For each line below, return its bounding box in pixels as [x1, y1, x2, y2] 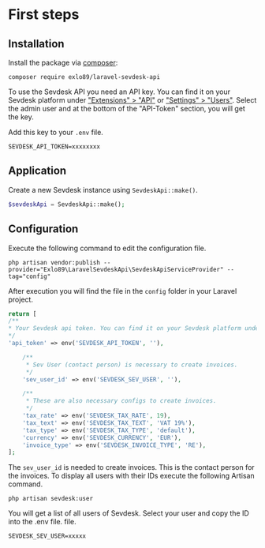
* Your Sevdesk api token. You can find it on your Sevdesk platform [8, 325, 242, 332]
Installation [8, 37, 65, 51]
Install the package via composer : [8, 58, 118, 67]
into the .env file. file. [8, 517, 77, 527]
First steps [8, 6, 80, 24]
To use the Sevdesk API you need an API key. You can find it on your [8, 87, 231, 96]
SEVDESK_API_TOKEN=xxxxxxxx [8, 143, 101, 151]
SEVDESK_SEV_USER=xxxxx [8, 532, 87, 540]
